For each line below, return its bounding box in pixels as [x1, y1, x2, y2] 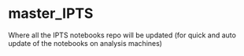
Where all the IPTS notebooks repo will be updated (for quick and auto [8, 30, 236, 40]
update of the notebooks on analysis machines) [8, 38, 163, 47]
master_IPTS [8, 5, 94, 23]
